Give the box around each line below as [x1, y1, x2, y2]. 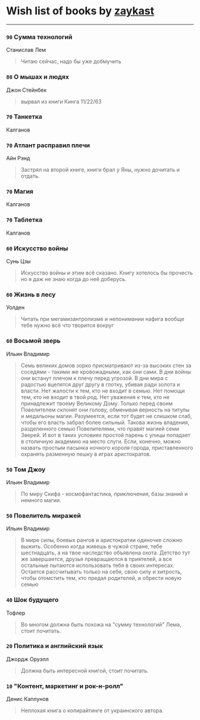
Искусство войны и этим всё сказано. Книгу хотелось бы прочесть [20, 269, 193, 276]
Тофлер [6, 609, 26, 616]
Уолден [6, 304, 25, 311]
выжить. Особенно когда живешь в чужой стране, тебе [20, 543, 162, 550]
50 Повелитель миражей [6, 511, 82, 519]
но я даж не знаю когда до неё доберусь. [20, 276, 127, 283]
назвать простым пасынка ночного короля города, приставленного [20, 444, 193, 451]
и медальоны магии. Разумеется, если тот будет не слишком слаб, [20, 412, 192, 419]
